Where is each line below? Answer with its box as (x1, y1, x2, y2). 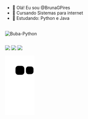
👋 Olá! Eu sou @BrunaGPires (12, 5, 70, 10)
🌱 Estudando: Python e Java (12, 15, 70, 21)
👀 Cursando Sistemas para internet (12, 10, 84, 16)
